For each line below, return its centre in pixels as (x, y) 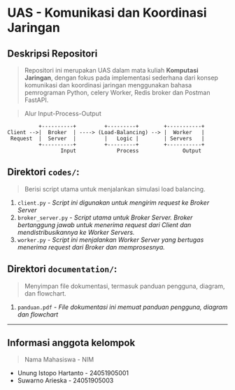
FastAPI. (36, 100)
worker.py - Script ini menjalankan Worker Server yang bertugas (111, 240)
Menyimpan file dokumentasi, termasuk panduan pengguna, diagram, (124, 286)
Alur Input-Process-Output (63, 114)
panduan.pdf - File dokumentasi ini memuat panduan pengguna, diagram (122, 307)
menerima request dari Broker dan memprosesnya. (91, 247)
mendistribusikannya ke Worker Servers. (76, 232)
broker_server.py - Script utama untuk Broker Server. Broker (105, 217)
